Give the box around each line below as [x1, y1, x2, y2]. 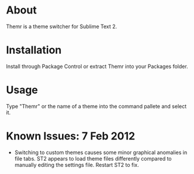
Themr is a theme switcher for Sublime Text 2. [6, 23, 117, 30]
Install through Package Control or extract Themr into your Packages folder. [6, 63, 188, 70]
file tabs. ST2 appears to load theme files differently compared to [14, 155, 172, 162]
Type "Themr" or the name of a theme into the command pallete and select [6, 103, 187, 110]
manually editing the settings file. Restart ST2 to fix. [14, 161, 139, 168]
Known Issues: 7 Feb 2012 [6, 129, 136, 142]
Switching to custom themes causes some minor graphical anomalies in [14, 149, 188, 156]
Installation [6, 43, 62, 57]
